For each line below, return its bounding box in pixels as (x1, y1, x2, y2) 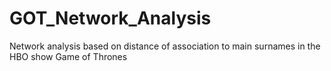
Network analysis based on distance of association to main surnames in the (9, 40, 321, 52)
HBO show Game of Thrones (9, 50, 128, 62)
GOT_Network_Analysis (9, 7, 212, 30)
